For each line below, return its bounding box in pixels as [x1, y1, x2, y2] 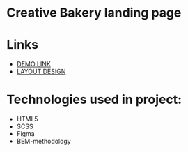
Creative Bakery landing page [6, 5, 182, 21]
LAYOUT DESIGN [16, 68, 66, 76]
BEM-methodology [16, 137, 71, 146]
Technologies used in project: [6, 92, 182, 107]
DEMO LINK [16, 60, 52, 68]
